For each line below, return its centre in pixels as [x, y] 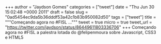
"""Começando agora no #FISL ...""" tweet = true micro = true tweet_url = [79, 22]
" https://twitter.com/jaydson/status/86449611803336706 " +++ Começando [81, 27]
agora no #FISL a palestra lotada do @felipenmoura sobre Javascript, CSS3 [80, 32]
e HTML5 [14, 37]
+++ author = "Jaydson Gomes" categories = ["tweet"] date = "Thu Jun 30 [80, 7]
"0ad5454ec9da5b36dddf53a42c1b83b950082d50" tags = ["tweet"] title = [80, 17]
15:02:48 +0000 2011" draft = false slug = [47, 12]
